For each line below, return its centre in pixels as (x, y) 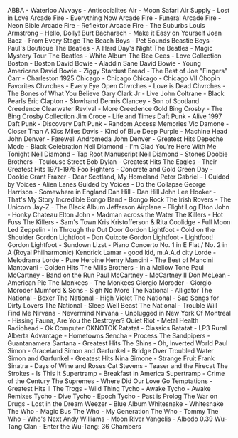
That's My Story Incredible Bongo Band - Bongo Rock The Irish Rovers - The (119, 199)
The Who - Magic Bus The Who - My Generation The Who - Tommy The (113, 411)
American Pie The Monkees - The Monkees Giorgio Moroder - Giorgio (109, 283)
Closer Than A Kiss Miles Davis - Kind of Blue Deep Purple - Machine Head (118, 131)
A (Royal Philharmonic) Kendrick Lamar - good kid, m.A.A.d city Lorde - (112, 252)
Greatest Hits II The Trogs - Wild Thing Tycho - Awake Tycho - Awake (109, 389)
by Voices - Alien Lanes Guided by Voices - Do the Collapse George (107, 184)
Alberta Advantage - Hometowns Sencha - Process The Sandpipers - (109, 335)
